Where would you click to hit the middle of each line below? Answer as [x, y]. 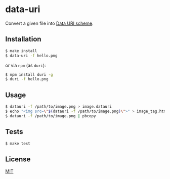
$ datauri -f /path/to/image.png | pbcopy [51, 116]
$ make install [21, 51]
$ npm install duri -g [29, 74]
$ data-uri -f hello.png [31, 56]
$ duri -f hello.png [27, 79]
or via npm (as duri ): [26, 65]
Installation [23, 39]
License [18, 159]
